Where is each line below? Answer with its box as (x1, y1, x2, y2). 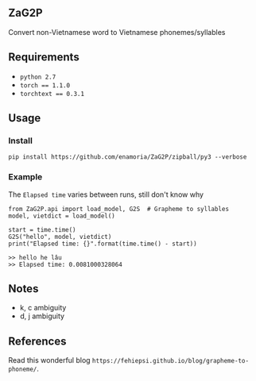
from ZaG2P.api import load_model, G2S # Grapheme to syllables (8, 205, 229, 213)
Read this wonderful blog (8, 356, 91, 365)
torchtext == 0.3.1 (19, 90, 85, 98)
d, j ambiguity (19, 311, 65, 321)
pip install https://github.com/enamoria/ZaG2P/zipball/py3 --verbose (8, 153, 247, 161)
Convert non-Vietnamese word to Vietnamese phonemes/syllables (8, 27, 226, 37)
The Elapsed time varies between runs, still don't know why (8, 190, 204, 199)
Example (8, 171, 43, 183)
